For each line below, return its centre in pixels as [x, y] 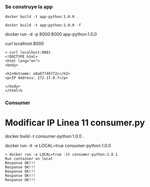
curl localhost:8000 [25, 44]
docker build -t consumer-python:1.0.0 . [45, 136]
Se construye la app [29, 7]
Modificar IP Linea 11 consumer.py [75, 123]
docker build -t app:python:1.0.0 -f [43, 25]
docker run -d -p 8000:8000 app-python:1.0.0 [51, 34]
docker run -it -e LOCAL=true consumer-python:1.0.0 [58, 146]
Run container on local [29, 159]
